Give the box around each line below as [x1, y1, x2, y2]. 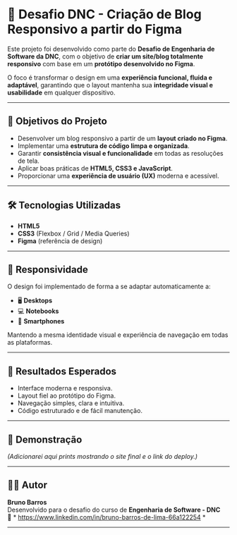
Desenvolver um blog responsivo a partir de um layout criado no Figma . [17, 134, 228, 142]
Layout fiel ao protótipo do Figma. [17, 391, 116, 400]
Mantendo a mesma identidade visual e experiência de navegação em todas [7, 331, 229, 339]
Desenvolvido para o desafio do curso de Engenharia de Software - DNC [7, 505, 221, 514]
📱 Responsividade [7, 264, 88, 276]
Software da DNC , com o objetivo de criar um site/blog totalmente [7, 52, 203, 61]
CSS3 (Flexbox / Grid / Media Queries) [17, 229, 130, 238]
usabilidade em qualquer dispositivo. [7, 88, 116, 97]
